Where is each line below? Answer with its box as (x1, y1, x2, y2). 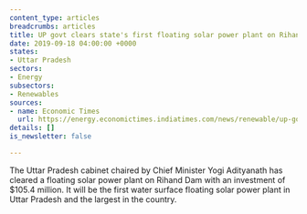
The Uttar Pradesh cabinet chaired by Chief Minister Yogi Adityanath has (9, 165, 283, 176)
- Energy (9, 73, 43, 82)
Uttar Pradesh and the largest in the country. (9, 193, 177, 205)
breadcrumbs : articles (9, 22, 96, 31)
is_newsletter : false (9, 132, 92, 141)
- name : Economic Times (9, 107, 101, 116)
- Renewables (9, 89, 59, 98)
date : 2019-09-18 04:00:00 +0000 (9, 38, 137, 48)
